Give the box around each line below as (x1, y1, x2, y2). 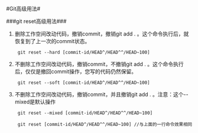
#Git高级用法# (6, 5, 41, 12)
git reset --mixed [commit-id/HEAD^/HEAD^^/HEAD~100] (17, 110, 153, 116)
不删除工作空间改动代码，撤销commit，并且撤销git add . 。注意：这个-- (14, 91, 189, 98)
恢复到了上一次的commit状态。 (14, 38, 90, 44)
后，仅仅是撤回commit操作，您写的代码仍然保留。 (14, 68, 137, 75)
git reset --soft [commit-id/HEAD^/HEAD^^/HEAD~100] (17, 80, 150, 86)
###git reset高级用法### (6, 18, 67, 25)
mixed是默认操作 (14, 98, 56, 105)
